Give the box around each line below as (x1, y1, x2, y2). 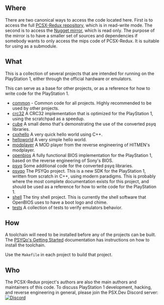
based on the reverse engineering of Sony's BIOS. (12, 157, 114, 163)
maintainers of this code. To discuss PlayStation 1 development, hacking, (5, 284, 152, 290)
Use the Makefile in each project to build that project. (5, 252, 113, 258)
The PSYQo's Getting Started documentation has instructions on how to (5, 237, 150, 243)
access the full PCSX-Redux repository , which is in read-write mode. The (5, 22, 153, 28)
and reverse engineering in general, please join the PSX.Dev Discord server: (5, 290, 159, 296)
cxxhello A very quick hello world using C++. (12, 131, 103, 137)
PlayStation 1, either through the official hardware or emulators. (5, 76, 133, 82)
